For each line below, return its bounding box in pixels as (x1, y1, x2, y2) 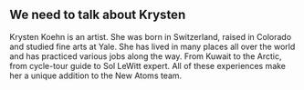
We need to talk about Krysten (9, 7, 186, 23)
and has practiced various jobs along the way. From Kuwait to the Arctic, (9, 50, 282, 62)
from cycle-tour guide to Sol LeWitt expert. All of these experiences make (9, 60, 286, 71)
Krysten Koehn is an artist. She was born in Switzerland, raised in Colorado (9, 31, 292, 42)
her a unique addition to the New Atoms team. (9, 70, 183, 81)
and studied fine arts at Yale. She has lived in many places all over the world (9, 41, 296, 52)
